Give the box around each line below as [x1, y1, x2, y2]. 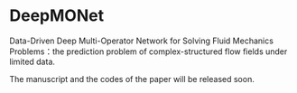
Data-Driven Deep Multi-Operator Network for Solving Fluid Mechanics [9, 35, 274, 46]
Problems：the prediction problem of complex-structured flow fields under [9, 46, 288, 57]
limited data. [9, 56, 56, 67]
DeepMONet [9, 5, 105, 26]
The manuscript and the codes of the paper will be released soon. [9, 73, 255, 84]
